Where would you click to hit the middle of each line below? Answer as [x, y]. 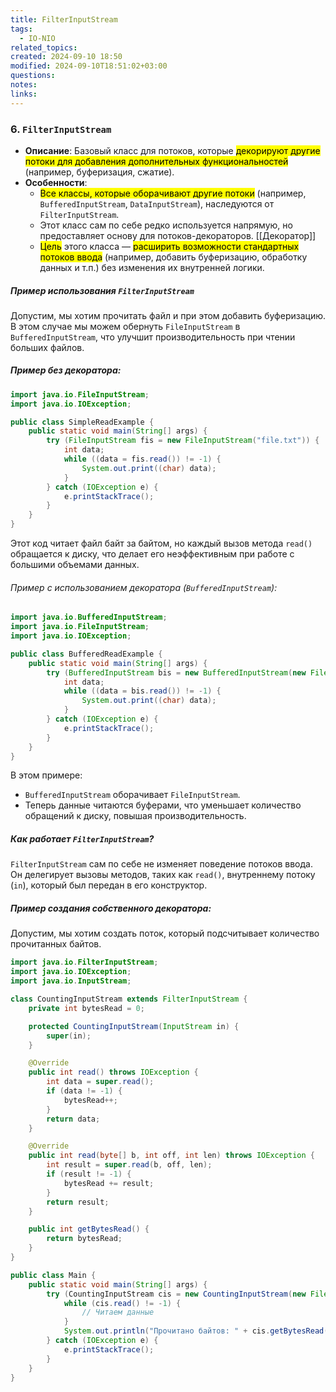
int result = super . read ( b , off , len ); [129, 1165]
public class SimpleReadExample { [82, 422]
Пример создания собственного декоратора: [111, 908]
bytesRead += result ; [109, 1183]
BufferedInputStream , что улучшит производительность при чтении [153, 337]
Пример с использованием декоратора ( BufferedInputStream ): [144, 587]
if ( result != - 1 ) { [89, 1174]
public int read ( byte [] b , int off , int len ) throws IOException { [172, 1156]
